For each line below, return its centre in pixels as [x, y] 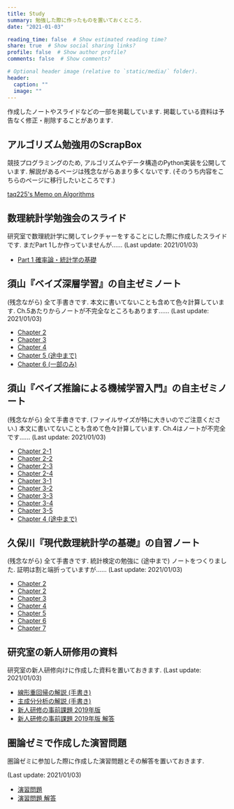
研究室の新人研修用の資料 [62, 652]
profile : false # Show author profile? [67, 52]
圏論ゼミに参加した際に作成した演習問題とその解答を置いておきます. [106, 761]
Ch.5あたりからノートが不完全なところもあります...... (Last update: [113, 310]
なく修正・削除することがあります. [63, 120]
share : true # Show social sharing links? [72, 46]
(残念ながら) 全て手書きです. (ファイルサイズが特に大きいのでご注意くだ [111, 420]
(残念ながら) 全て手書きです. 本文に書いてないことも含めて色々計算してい [113, 302]
